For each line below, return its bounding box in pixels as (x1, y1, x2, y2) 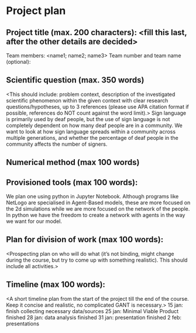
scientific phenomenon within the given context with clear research (6, 97, 169, 104)
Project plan (6, 4, 66, 18)
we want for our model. (6, 218, 63, 225)
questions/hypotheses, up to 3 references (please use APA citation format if (6, 103, 189, 110)
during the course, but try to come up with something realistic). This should (6, 256, 188, 263)
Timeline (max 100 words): (6, 280, 105, 290)
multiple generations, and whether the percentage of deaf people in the (6, 134, 178, 141)
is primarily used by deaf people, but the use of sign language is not (6, 115, 170, 122)
